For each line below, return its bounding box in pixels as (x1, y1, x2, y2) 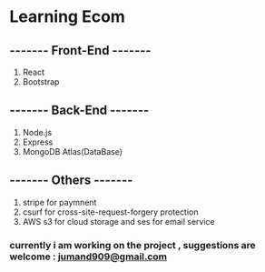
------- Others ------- (9, 173, 133, 188)
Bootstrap (22, 76, 60, 87)
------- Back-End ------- (9, 103, 150, 118)
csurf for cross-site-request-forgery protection (22, 207, 199, 217)
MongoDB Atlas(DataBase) (22, 146, 123, 156)
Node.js (22, 126, 53, 137)
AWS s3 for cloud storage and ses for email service (22, 216, 215, 227)
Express (22, 136, 54, 147)
